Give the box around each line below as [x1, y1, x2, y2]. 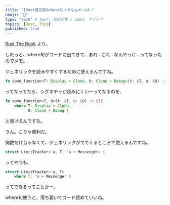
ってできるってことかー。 [5, 184, 58, 190]
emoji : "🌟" [5, 12, 28, 17]
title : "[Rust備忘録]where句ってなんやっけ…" [5, 7, 95, 13]
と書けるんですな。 [5, 117, 46, 124]
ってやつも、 [5, 159, 32, 165]
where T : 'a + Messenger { [14, 174, 71, 179]
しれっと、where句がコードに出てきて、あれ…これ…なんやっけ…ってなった [5, 52, 162, 58]
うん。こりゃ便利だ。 [5, 129, 50, 135]
